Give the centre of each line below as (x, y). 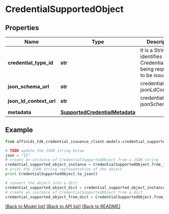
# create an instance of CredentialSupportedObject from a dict (74, 192)
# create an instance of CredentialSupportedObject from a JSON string (82, 160)
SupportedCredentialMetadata (98, 112)
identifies (151, 56)
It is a (147, 50)
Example (19, 130)
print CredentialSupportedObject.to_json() (52, 174)
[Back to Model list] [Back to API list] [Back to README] (63, 206)
